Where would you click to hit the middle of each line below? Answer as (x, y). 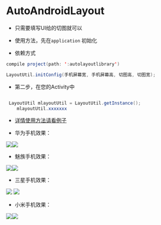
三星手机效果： (33, 180)
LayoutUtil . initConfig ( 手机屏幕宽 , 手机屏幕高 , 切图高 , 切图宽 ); (81, 75)
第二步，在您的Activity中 (45, 87)
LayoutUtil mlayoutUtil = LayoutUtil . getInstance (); (75, 103)
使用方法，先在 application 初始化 (56, 40)
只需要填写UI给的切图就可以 (48, 28)
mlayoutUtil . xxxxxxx (42, 108)
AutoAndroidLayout (55, 11)
